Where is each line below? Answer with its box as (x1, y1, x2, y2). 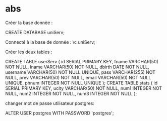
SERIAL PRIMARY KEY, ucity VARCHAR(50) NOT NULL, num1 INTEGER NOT (5, 85, 162, 91)
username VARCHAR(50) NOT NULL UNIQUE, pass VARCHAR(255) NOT (5, 69, 155, 75)
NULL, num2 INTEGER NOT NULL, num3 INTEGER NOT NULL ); (5, 90, 137, 96)
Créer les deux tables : (5, 49, 52, 55)
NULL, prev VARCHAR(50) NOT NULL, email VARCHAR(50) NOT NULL (5, 74, 151, 80)
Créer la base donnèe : (5, 20, 53, 26)
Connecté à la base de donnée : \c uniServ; (5, 39, 95, 45)
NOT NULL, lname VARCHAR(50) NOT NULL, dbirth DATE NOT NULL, (5, 64, 149, 70)
